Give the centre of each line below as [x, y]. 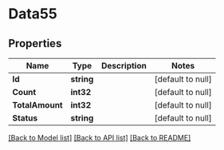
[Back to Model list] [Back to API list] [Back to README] [100, 138]
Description [124, 66]
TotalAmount [37, 105]
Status [25, 118]
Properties [35, 43]
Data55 [33, 14]
